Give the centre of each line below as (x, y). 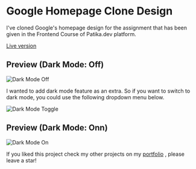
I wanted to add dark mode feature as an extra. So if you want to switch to (98, 91)
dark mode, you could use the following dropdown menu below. (85, 97)
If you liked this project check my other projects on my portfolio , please (96, 154)
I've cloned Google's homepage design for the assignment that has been (97, 28)
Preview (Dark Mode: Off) (55, 65)
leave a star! (22, 160)
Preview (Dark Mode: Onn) (57, 128)
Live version (21, 46)
